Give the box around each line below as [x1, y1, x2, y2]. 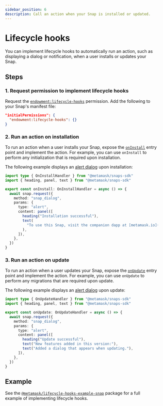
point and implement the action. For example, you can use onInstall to [5, 150, 147, 156]
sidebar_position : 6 [5, 7, 47, 12]
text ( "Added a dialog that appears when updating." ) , [22, 346, 133, 351]
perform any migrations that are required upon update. [5, 278, 114, 284]
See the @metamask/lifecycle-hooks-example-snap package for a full [5, 390, 141, 396]
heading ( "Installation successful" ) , [22, 214, 98, 219]
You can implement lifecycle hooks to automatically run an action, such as [5, 48, 153, 54]
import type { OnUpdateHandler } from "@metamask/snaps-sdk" [5, 297, 131, 302]
